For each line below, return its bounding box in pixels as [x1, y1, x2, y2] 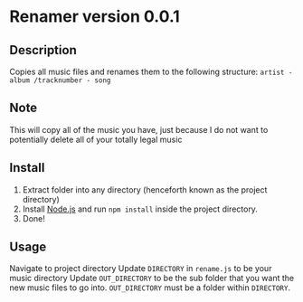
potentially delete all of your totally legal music [9, 134, 183, 145]
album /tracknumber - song [9, 76, 111, 85]
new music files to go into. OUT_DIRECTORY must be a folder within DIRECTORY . [9, 282, 291, 293]
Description [9, 42, 77, 58]
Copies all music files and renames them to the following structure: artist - [9, 66, 293, 77]
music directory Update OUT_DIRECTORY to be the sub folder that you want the [9, 273, 295, 284]
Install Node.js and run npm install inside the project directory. [22, 203, 258, 214]
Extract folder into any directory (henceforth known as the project [22, 184, 268, 195]
